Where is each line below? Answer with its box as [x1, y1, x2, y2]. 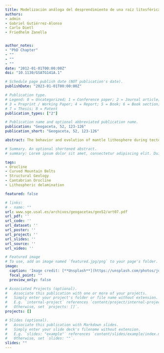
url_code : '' [5, 218, 32, 223]
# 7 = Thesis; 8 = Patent [5, 106, 58, 111]
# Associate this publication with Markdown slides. [5, 322, 119, 327]
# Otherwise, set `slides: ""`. [5, 336, 76, 341]
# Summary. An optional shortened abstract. [5, 146, 97, 151]
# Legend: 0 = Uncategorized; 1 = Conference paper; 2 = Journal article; [5, 97, 161, 102]
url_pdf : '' [5, 214, 29, 219]
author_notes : [5, 43, 34, 48]
